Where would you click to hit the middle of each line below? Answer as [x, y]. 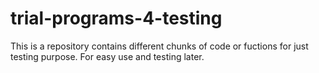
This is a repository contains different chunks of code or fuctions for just [159, 46]
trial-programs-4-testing [116, 18]
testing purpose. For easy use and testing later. [107, 56]
